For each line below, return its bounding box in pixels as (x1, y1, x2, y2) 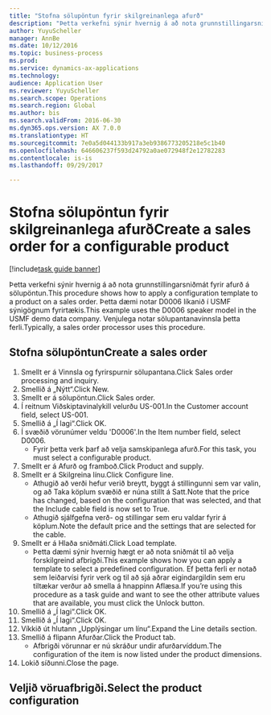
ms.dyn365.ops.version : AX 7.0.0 (9, 124, 121, 132)
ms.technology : (9, 72, 60, 80)
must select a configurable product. (32, 453, 152, 462)
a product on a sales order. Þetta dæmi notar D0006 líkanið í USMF (9, 297, 232, 307)
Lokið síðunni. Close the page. (20, 658, 119, 667)
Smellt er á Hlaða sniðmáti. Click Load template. (20, 538, 178, 548)
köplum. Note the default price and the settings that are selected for (32, 521, 257, 531)
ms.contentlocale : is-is (9, 154, 92, 162)
